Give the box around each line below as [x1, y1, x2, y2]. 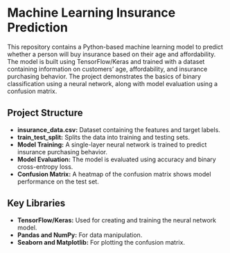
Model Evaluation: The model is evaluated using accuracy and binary [17, 155, 216, 163]
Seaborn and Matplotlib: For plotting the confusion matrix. [17, 238, 186, 246]
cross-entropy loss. [17, 162, 73, 171]
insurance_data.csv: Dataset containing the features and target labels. [17, 125, 220, 133]
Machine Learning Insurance [7, 5, 176, 21]
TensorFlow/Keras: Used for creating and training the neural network [17, 215, 217, 224]
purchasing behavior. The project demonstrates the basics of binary [7, 72, 202, 81]
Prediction [7, 19, 68, 35]
